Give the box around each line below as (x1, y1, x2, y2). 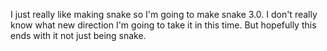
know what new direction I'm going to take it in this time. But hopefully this (10, 19, 317, 31)
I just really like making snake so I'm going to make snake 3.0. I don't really (10, 9, 318, 20)
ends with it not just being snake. (10, 30, 147, 41)
